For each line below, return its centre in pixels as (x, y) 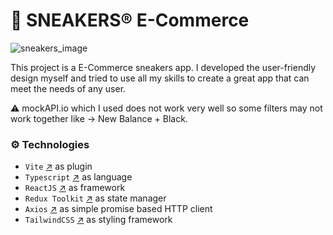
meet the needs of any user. (68, 88)
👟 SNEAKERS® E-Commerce (130, 20)
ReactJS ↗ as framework (75, 188)
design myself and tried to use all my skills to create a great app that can (160, 78)
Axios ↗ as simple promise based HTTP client (118, 209)
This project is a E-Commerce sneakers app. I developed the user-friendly (163, 67)
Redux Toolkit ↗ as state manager (95, 198)
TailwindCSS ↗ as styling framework (98, 220)
